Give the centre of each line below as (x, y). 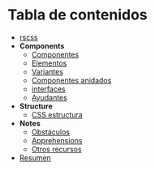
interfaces (48, 89)
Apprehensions (57, 140)
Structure (36, 106)
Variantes (47, 71)
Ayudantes (50, 97)
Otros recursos (56, 149)
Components (42, 45)
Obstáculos (51, 132)
